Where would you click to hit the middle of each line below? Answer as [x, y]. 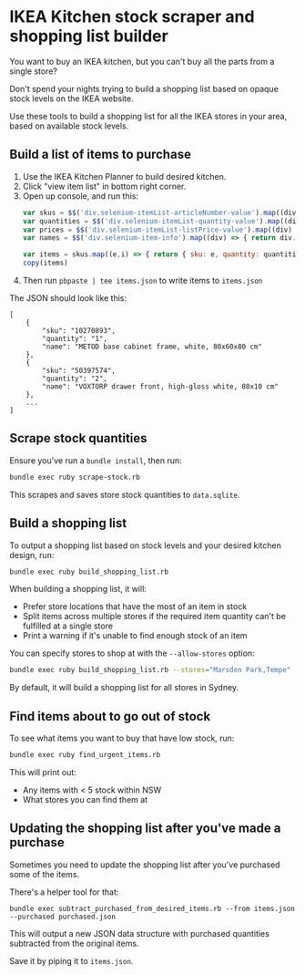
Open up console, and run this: [81, 196]
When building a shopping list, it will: [78, 589]
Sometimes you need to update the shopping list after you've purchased [145, 865]
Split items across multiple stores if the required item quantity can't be [154, 617]
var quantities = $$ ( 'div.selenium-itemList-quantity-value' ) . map [151, 221]
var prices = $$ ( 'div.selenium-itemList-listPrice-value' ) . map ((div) [158, 230]
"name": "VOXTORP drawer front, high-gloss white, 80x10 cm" [161, 387]
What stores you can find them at [85, 799]
